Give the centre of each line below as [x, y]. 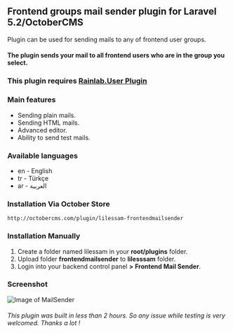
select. [18, 63]
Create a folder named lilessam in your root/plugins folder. [102, 251]
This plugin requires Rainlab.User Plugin [77, 81]
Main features [32, 100]
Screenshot [27, 285]
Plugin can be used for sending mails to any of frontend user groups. [107, 39]
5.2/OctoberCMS [46, 23]
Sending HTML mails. [48, 123]
